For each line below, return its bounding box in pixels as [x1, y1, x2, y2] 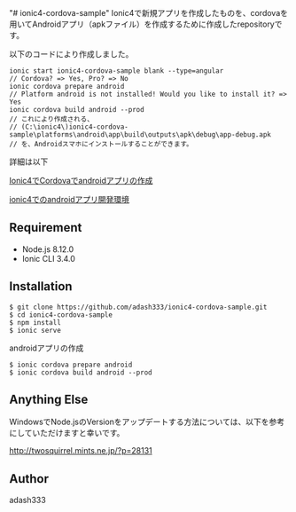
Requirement [9, 220, 82, 235]
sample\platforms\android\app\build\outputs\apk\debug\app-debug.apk [9, 130, 272, 139]
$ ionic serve [9, 326, 62, 335]
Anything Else [9, 392, 89, 407]
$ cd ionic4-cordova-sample [9, 310, 113, 319]
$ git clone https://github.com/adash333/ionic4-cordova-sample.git [9, 303, 268, 311]
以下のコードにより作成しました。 [9, 49, 134, 59]
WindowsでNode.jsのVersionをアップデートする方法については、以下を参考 [9, 416, 285, 428]
